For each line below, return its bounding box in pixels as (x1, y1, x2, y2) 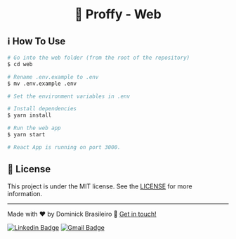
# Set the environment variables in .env (7, 93, 131, 100)
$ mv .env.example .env (7, 80, 77, 87)
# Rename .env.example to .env (7, 73, 99, 80)
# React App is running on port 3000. (7, 143, 121, 150)
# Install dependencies (7, 105, 77, 112)
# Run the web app (7, 124, 61, 132)
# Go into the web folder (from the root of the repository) (7, 54, 190, 61)
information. (7, 189, 43, 198)
